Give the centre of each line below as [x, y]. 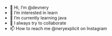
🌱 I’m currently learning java [38, 18]
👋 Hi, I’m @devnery [29, 8]
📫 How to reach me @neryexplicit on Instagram [58, 28]
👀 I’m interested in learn [34, 13]
